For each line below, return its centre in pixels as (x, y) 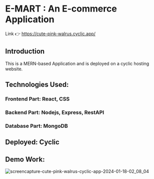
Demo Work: (25, 159)
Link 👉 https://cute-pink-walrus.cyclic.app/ (50, 34)
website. (14, 69)
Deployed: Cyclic (32, 142)
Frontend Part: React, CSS (37, 99)
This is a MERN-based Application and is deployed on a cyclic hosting (77, 63)
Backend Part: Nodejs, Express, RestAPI (55, 112)
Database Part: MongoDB (37, 126)
